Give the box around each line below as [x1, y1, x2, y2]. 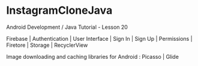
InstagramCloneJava [6, 4, 113, 17]
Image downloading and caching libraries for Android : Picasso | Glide [6, 53, 179, 60]
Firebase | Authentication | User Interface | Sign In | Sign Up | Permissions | [6, 35, 193, 42]
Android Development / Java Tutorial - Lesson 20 [6, 23, 128, 31]
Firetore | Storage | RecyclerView [6, 41, 88, 49]
